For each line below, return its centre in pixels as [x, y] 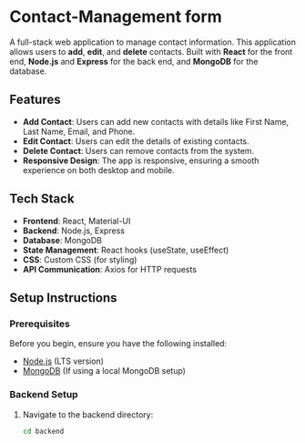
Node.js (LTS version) [63, 361]
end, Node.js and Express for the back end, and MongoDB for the [134, 61]
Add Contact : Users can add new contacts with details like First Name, [156, 121]
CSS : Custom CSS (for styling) [80, 259]
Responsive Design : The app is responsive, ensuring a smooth [141, 160]
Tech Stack [42, 199]
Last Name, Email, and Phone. [79, 131]
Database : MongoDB [62, 240]
